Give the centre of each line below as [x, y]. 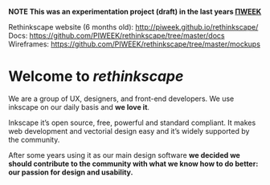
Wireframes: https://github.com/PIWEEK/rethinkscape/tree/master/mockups [135, 44]
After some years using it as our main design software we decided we [125, 155]
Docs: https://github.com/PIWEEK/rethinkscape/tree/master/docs [117, 36]
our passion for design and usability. [71, 172]
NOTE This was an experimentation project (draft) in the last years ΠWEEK [135, 12]
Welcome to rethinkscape [96, 76]
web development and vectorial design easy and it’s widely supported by [129, 131]
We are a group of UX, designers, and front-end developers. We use [121, 99]
